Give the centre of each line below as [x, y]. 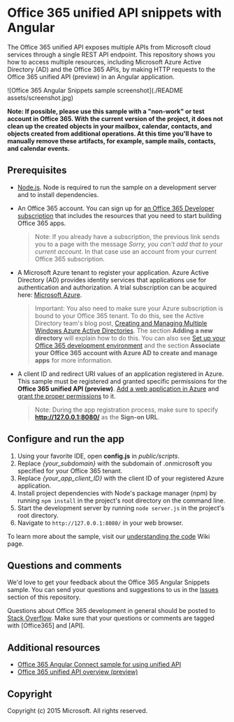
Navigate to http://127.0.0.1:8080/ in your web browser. [100, 523]
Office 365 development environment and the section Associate [127, 345]
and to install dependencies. [58, 194]
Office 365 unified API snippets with [115, 13]
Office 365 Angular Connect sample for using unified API [99, 665]
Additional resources [54, 648]
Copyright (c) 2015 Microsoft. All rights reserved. [78, 710]
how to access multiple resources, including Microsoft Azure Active [104, 62]
